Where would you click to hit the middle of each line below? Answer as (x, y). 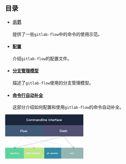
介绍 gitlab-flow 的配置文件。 (42, 58)
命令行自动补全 (28, 95)
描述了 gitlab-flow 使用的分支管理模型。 (53, 83)
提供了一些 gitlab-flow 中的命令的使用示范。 (57, 34)
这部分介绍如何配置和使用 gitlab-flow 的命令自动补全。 (68, 107)
